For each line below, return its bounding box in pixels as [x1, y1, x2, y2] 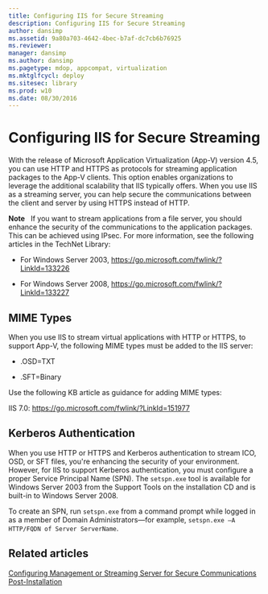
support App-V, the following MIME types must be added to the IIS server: [8, 341, 254, 350]
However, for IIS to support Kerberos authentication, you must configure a [8, 464, 254, 475]
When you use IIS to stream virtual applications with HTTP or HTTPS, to [8, 332, 246, 342]
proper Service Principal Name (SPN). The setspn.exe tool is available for [8, 473, 251, 483]
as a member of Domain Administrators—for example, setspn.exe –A [8, 514, 236, 524]
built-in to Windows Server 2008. [8, 490, 119, 500]
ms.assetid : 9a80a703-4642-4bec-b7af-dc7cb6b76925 [8, 34, 182, 43]
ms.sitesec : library [8, 79, 78, 87]
